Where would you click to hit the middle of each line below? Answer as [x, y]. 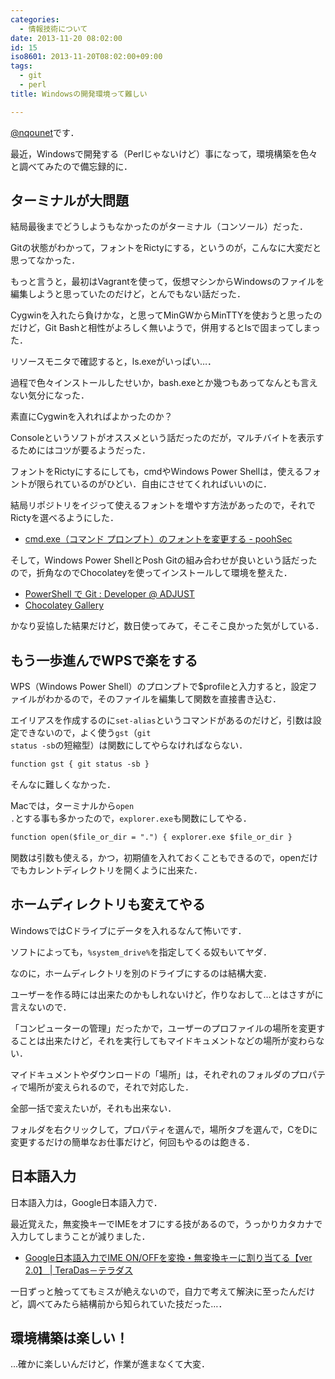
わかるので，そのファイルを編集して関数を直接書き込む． [163, 699]
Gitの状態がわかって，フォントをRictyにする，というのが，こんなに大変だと [166, 248]
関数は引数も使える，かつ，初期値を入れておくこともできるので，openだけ [164, 857]
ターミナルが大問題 [69, 201]
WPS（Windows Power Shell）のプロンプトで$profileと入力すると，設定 [159, 687]
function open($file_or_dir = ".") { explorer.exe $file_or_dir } [151, 837]
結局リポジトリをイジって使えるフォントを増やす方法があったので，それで [163, 505]
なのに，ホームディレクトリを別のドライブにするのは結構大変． [141, 973]
